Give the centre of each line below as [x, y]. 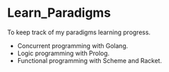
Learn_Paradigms [59, 13]
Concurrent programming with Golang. [73, 45]
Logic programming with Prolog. [63, 53]
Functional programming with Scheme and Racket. [89, 60]
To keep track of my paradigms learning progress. [79, 32]
